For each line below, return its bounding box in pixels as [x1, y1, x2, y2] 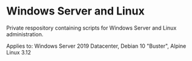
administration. [6, 30, 44, 37]
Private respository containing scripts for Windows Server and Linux [6, 24, 177, 31]
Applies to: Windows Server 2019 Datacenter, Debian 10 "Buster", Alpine [6, 42, 187, 50]
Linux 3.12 [6, 48, 31, 56]
